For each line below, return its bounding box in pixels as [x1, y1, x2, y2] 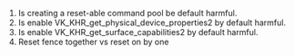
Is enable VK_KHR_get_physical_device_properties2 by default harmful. [17, 17, 287, 28]
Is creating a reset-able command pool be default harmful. [17, 8, 238, 18]
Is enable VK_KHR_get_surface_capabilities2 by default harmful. [17, 27, 259, 37]
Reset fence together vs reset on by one [17, 36, 169, 47]
